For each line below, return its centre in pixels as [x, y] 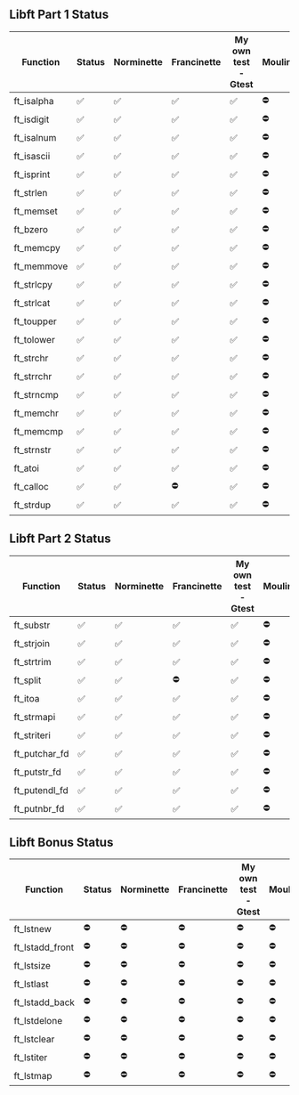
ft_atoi [27, 468]
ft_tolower [34, 340]
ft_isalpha [34, 101]
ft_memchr [36, 413]
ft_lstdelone [38, 1020]
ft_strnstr [32, 450]
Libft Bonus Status [61, 843]
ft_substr [32, 625]
